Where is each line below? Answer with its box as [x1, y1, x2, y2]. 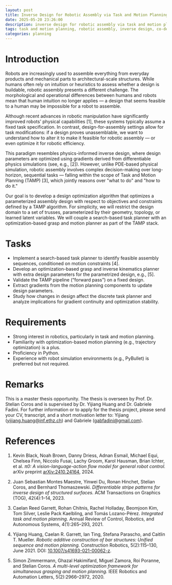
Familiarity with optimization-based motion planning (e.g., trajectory [12, 339, 156, 345]
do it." [5, 183, 18, 189]
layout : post [5, 7, 33, 13]
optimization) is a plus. [12, 344, 60, 350]
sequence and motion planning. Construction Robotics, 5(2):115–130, [12, 542, 158, 548]
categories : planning [5, 31, 52, 36]
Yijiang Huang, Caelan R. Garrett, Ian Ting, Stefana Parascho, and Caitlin [12, 531, 165, 537]
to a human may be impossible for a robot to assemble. [5, 103, 121, 109]
